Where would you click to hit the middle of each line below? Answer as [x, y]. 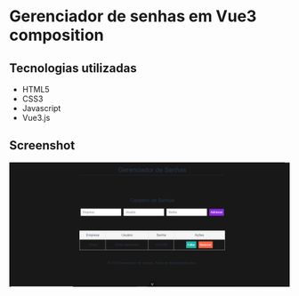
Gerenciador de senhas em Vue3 [133, 16]
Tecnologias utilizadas [73, 68]
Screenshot [42, 145]
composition [57, 35]
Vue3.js [36, 118]
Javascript [41, 108]
